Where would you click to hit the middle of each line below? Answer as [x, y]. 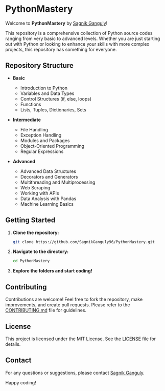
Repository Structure [40, 65]
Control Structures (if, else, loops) [56, 99]
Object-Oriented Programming [52, 146]
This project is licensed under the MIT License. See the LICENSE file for [81, 339]
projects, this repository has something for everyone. [61, 49]
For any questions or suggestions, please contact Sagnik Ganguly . [75, 373]
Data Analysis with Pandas [48, 199]
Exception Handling [41, 135]
